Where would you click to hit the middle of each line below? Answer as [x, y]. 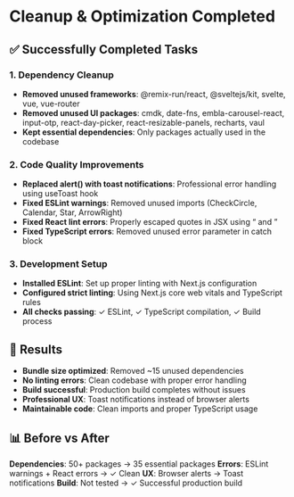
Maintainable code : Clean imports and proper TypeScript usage [140, 409]
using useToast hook [60, 194]
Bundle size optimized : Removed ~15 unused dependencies [133, 371]
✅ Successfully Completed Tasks [104, 50]
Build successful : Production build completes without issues [134, 390]
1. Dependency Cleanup [61, 75]
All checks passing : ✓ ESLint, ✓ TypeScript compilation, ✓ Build [141, 312]
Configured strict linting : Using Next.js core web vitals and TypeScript [152, 293]
